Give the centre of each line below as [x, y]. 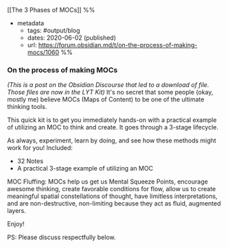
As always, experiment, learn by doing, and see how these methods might [112, 140]
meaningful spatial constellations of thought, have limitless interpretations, [112, 196]
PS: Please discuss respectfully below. [61, 237]
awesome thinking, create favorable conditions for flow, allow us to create [112, 189]
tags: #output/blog [54, 30]
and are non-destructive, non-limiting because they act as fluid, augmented [114, 203]
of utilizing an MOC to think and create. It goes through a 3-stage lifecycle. [113, 127]
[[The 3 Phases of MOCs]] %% [51, 10]
